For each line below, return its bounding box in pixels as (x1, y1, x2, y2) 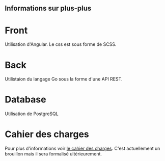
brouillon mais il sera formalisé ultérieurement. (5, 151, 102, 157)
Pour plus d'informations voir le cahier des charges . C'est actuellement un (5, 145, 160, 152)
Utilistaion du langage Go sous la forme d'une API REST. (5, 76, 123, 82)
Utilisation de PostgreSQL (5, 111, 59, 117)
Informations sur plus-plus (5, 4, 92, 13)
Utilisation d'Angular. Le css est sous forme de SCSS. (5, 41, 117, 47)
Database (5, 94, 46, 105)
